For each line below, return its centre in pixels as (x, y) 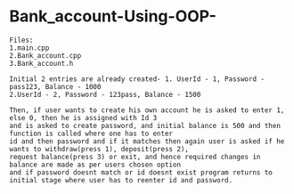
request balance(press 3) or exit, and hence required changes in (135, 157)
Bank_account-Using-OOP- (113, 16)
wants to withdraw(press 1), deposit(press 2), (99, 149)
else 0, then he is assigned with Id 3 (83, 117)
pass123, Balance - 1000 (55, 86)
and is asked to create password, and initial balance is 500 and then (145, 125)
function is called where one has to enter (91, 133)
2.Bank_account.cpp (45, 55)
